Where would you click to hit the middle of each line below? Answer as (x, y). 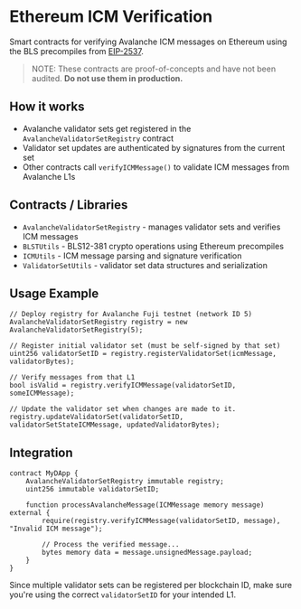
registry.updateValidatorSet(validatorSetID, (96, 417)
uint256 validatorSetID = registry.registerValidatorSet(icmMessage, (143, 354)
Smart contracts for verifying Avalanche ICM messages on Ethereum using (148, 42)
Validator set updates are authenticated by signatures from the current (154, 147)
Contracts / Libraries (69, 205)
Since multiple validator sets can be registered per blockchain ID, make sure (151, 586)
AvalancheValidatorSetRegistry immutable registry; (125, 482)
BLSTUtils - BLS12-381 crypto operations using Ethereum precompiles (153, 246)
